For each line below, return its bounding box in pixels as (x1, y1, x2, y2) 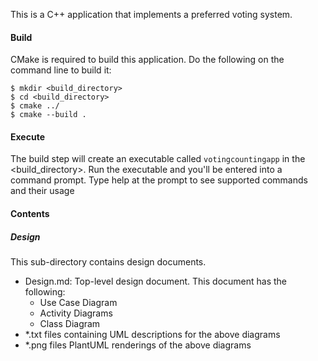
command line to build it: (10, 64, 112, 76)
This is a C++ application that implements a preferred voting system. (10, 9, 293, 20)
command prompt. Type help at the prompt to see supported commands (10, 174, 308, 186)
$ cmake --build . (10, 110, 87, 120)
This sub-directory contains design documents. (10, 255, 207, 268)
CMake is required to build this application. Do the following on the (10, 54, 285, 66)
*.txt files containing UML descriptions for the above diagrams (24, 328, 281, 340)
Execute (10, 130, 45, 143)
